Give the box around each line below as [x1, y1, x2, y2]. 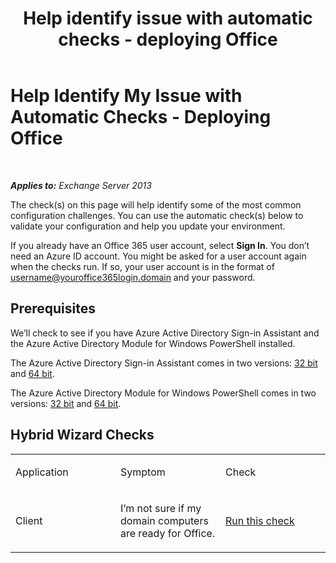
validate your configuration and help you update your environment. [10, 220, 286, 232]
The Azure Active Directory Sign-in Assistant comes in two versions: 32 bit [10, 357, 318, 369]
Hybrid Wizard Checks [10, 427, 155, 444]
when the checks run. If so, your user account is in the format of [10, 260, 275, 272]
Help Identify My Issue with [10, 85, 243, 107]
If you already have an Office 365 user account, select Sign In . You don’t [10, 239, 310, 251]
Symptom [120, 465, 166, 479]
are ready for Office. [120, 526, 216, 540]
